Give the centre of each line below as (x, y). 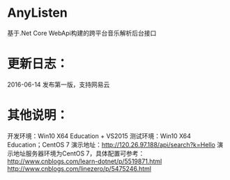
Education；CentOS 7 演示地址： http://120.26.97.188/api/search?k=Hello (112, 144)
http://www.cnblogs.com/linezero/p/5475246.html (79, 168)
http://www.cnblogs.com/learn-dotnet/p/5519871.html (85, 161)
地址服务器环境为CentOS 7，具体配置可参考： (79, 153)
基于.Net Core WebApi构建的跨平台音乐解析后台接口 (82, 33)
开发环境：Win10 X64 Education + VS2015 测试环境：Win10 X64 (99, 136)
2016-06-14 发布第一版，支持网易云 (59, 84)
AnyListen (37, 13)
